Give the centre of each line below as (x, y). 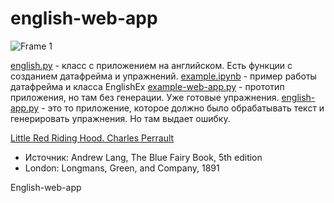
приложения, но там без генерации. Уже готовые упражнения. (145, 97)
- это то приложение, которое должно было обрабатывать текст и (183, 108)
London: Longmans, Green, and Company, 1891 (122, 168)
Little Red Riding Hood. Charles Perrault (92, 138)
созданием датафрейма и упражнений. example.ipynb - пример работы (163, 76)
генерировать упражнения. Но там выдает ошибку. (120, 118)
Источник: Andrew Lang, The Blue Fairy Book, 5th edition (143, 157)
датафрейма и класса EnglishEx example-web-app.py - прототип (147, 86)
